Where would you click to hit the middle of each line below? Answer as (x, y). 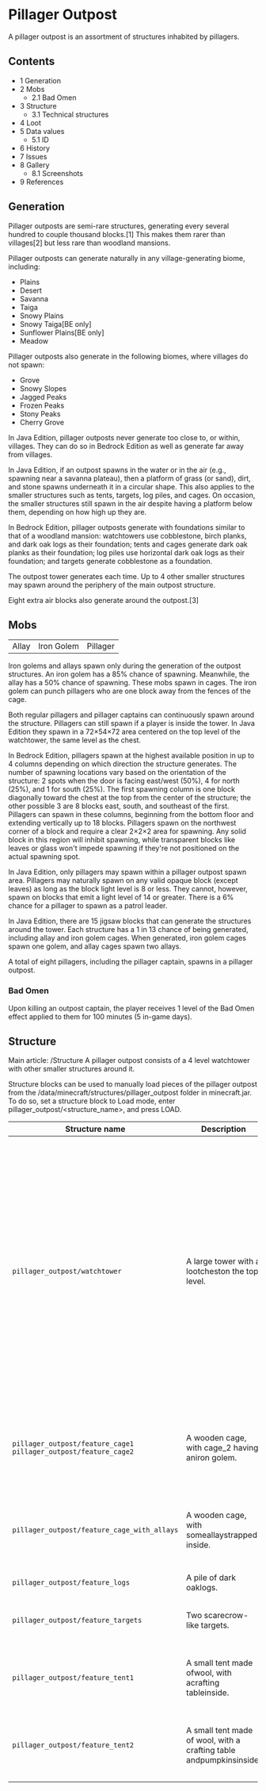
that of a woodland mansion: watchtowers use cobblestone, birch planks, (127, 535)
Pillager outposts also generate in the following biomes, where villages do (128, 356)
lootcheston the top (222, 1271)
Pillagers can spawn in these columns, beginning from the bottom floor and (131, 815)
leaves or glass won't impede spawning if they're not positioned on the (124, 848)
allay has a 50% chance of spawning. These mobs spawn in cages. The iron (133, 683)
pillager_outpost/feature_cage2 (73, 1452)
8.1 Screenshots (57, 173)
